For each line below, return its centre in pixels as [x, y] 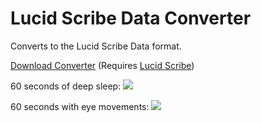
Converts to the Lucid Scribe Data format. [96, 46]
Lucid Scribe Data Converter [131, 18]
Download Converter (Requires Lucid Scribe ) [102, 65]
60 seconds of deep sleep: [66, 86]
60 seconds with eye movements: [80, 106]
